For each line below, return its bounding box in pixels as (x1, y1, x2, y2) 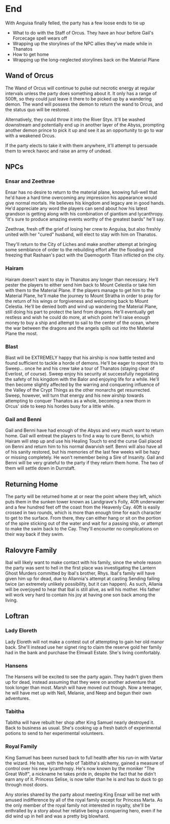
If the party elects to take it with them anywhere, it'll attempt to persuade (5, 142, 157, 148)
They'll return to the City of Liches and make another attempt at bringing (5, 241, 157, 247)
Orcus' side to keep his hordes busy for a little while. (5, 403, 115, 409)
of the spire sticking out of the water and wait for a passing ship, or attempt (5, 520, 163, 526)
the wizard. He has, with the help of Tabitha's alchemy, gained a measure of (5, 760, 164, 766)
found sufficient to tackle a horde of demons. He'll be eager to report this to (5, 360, 164, 366)
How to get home (12, 51, 49, 57)
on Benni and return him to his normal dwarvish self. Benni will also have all (5, 443, 162, 450)
